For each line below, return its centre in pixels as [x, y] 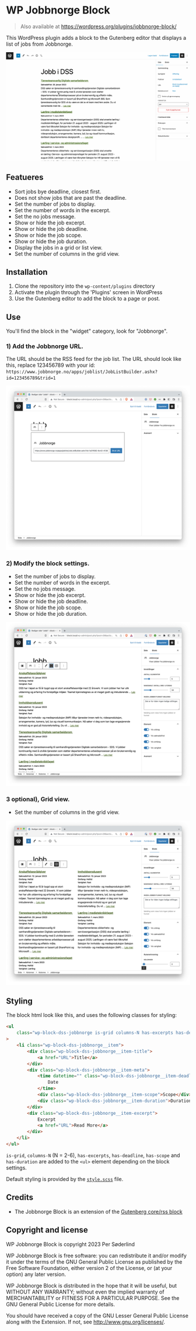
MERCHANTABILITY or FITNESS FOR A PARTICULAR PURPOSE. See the [93, 1298]
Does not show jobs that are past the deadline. [71, 197]
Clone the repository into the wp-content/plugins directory [85, 286]
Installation [27, 272]
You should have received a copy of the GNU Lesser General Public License [97, 1315]
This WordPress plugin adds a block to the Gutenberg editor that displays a [96, 37]
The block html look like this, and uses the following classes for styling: [91, 1015]
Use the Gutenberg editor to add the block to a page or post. [87, 299]
